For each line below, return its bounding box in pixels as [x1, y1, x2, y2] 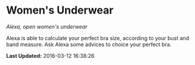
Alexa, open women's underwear [6, 23, 88, 30]
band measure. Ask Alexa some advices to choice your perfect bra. [6, 41, 172, 48]
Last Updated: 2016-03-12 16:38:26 [6, 52, 95, 59]
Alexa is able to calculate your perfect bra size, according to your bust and [6, 34, 190, 41]
